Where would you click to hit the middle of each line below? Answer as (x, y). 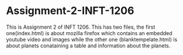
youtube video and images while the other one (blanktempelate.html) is (92, 39)
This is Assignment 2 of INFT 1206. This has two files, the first (81, 27)
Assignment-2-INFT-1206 (70, 11)
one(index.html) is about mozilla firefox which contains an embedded (89, 33)
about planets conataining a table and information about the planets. (88, 46)
